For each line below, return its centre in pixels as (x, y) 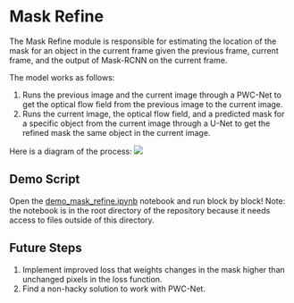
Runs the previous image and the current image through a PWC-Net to (151, 95)
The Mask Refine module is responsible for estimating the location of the (143, 41)
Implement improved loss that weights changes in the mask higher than (154, 269)
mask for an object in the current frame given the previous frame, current (144, 50)
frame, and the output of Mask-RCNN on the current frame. (118, 60)
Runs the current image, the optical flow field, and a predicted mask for (153, 114)
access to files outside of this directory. (82, 220)
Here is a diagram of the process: (71, 151)
